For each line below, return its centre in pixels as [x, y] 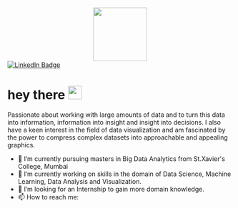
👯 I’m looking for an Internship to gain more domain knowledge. [111, 189]
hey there [36, 95]
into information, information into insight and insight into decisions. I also [114, 122]
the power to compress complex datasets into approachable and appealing [118, 137]
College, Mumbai [43, 166]
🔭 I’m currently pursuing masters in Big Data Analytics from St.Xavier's [121, 158]
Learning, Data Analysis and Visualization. [79, 181]
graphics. [21, 145]
